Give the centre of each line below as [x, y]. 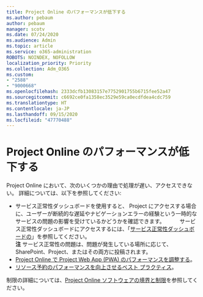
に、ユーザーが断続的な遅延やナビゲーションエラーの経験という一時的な [106, 214]
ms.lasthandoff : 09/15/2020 [42, 114]
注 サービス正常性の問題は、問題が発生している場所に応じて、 [94, 244]
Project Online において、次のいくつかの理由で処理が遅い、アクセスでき [97, 185]
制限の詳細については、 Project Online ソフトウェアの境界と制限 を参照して [100, 280]
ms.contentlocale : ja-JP [38, 108]
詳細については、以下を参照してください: [70, 193]
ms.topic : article [30, 46]
